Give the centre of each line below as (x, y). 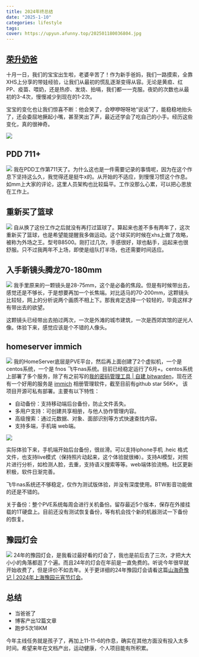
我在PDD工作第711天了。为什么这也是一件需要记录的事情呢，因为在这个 (100, 169)
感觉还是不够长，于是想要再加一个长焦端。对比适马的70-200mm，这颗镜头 (98, 293)
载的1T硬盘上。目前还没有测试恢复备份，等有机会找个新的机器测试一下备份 (97, 512)
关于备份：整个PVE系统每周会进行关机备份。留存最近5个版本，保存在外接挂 (98, 505)
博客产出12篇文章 (36, 620)
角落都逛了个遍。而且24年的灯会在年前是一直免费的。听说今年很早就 (105, 563)
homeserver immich (44, 346)
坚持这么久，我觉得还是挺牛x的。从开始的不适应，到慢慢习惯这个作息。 (103, 177)
